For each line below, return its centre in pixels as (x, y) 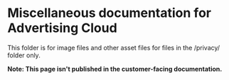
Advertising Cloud (62, 28)
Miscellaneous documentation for (110, 13)
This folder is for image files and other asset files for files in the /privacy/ (114, 47)
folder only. (24, 55)
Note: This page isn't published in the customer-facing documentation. (115, 69)
